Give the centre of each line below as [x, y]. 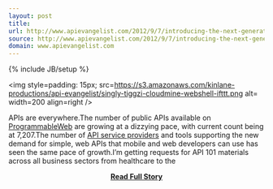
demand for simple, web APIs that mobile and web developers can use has [133, 144]
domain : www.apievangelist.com [61, 46]
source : [22, 39]
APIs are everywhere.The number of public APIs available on [110, 118]
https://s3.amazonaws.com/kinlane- [175, 85]
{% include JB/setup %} [49, 69]
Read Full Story [136, 177]
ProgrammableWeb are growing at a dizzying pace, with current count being [136, 127]
